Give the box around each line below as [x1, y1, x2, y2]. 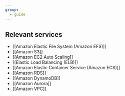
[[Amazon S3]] [12, 49, 43, 55]
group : [5, 7, 19, 12]
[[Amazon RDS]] [12, 70, 46, 76]
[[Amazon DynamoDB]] [12, 75, 61, 81]
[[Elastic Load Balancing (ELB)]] [12, 59, 78, 65]
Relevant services [5, 30, 62, 39]
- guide [9, 12, 26, 17]
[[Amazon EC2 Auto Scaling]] [12, 54, 73, 60]
